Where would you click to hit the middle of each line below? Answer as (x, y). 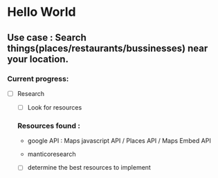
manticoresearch (52, 154)
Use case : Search (47, 38)
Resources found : (49, 126)
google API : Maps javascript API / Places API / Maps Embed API (119, 141)
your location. (38, 59)
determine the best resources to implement (89, 168)
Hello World (42, 12)
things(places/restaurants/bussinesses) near (108, 48)
